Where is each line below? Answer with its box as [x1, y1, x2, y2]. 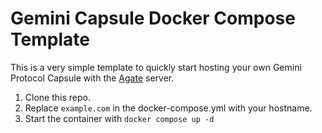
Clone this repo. [24, 91, 91, 103]
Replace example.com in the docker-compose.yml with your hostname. [24, 102, 313, 114]
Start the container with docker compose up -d [24, 112, 215, 124]
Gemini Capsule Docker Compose [10, 7, 296, 30]
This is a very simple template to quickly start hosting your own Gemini [10, 61, 302, 73]
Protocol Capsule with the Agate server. [10, 72, 175, 84]
